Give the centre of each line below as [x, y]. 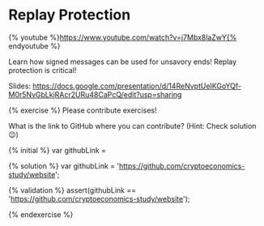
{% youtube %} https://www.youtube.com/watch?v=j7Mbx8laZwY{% [123, 37]
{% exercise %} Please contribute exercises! [83, 110]
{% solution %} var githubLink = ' [64, 166]
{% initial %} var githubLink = [57, 150]
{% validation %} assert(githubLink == [72, 190]
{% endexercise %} [41, 214]
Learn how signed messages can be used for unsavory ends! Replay [123, 62]
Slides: [19, 86]
